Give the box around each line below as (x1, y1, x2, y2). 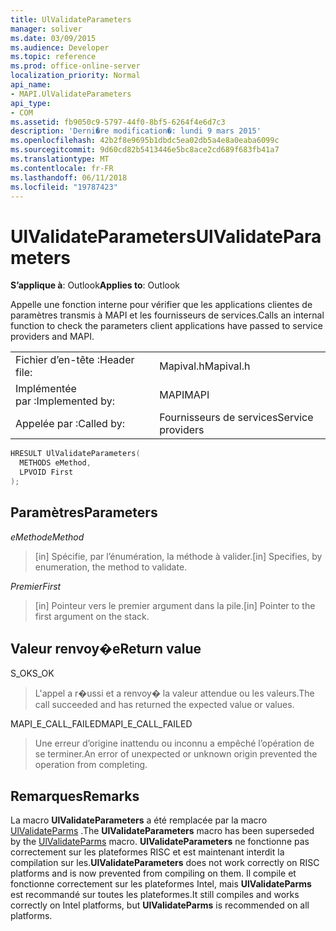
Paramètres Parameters (10, 504, 158, 521)
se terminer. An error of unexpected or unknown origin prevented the (34, 748, 318, 760)
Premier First (10, 580, 62, 592)
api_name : (10, 80, 52, 90)
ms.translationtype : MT (10, 154, 110, 164)
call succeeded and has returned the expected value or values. (34, 699, 295, 711)
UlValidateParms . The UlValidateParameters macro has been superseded (10, 825, 315, 837)
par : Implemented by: (15, 394, 115, 408)
